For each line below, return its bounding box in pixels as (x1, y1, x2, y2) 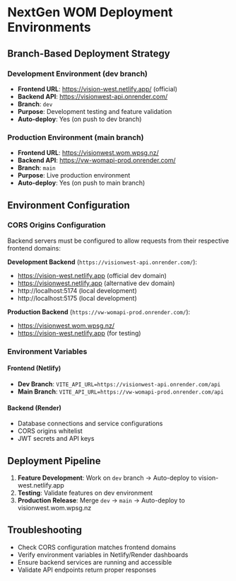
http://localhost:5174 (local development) (17, 286, 138, 294)
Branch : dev (17, 100, 53, 108)
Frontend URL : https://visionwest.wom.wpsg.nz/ (17, 149, 159, 157)
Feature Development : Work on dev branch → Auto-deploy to (17, 473, 197, 482)
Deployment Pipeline (7, 454, 101, 467)
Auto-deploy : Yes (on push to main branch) (17, 178, 146, 188)
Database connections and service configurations (17, 419, 163, 428)
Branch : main (17, 163, 56, 172)
